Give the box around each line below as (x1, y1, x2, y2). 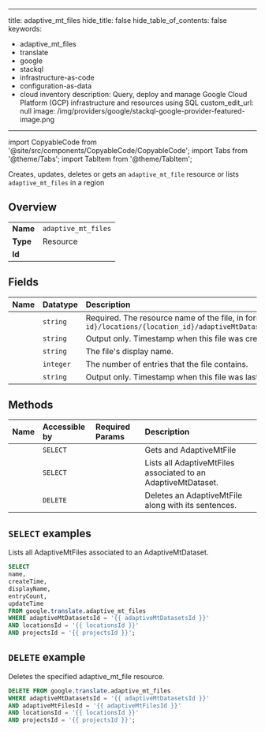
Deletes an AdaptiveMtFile (144, 490, 243, 501)
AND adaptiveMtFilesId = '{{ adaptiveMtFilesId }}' (8, 701, 181, 710)
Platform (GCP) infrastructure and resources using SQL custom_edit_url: (19, 98, 254, 107)
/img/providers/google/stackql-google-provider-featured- (57, 106, 246, 115)
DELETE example (8, 651, 86, 664)
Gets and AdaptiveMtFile (144, 445, 237, 456)
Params (95, 431, 125, 443)
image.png (19, 115, 55, 124)
